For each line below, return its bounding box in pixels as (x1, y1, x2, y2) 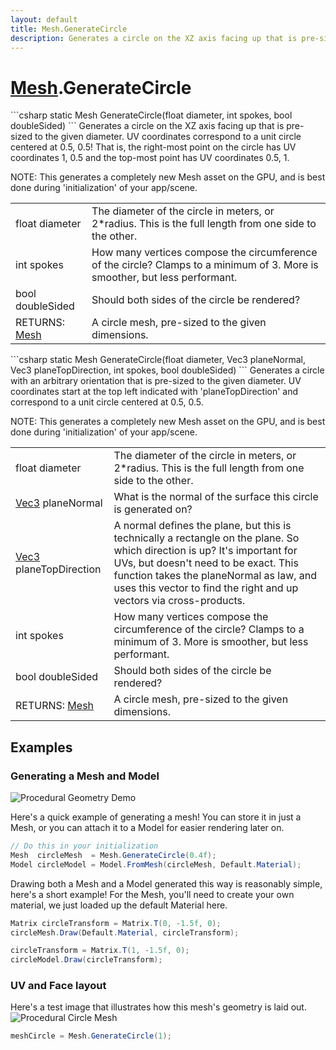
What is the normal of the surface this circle (113, 490, 319, 504)
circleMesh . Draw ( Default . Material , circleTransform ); (10, 927, 240, 938)
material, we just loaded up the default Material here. (10, 899, 228, 911)
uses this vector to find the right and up (113, 581, 299, 595)
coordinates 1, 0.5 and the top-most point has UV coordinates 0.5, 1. (10, 152, 290, 164)
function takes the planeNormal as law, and (113, 569, 318, 583)
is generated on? (113, 502, 193, 516)
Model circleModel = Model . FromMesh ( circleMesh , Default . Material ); (10, 859, 302, 870)
